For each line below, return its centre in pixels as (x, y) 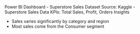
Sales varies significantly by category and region (60, 21)
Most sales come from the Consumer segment (58, 26)
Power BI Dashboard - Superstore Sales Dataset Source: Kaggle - (70, 7)
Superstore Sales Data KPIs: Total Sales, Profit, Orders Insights (67, 12)
